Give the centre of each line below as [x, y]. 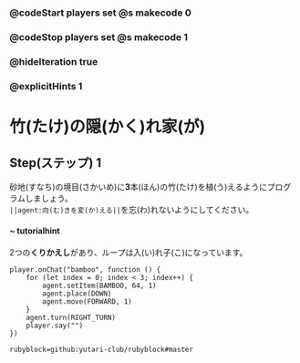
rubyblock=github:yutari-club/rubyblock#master [102, 349]
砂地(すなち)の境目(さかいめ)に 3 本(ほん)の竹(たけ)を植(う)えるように [138, 187]
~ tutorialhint [35, 231]
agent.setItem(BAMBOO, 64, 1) [99, 285]
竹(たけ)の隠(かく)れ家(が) [108, 126]
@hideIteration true [54, 61]
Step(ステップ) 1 [56, 163]
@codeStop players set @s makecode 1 [99, 36]
